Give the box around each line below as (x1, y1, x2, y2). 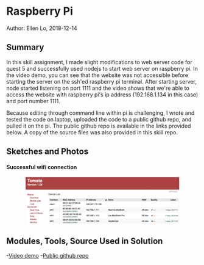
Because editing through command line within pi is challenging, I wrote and (6, 109, 195, 117)
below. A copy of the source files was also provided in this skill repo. (6, 128, 178, 136)
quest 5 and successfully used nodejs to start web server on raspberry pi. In (6, 65, 198, 72)
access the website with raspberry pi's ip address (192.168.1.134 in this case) (6, 90, 199, 98)
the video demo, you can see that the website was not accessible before (6, 71, 189, 79)
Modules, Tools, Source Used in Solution (6, 236, 163, 246)
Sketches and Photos (6, 147, 89, 157)
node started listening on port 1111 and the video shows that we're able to (6, 84, 190, 92)
